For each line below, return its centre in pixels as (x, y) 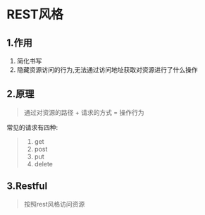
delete (44, 164)
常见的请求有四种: (32, 127)
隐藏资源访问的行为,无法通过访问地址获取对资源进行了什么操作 (107, 70)
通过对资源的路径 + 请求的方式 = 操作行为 (84, 112)
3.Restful (27, 186)
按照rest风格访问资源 (54, 204)
